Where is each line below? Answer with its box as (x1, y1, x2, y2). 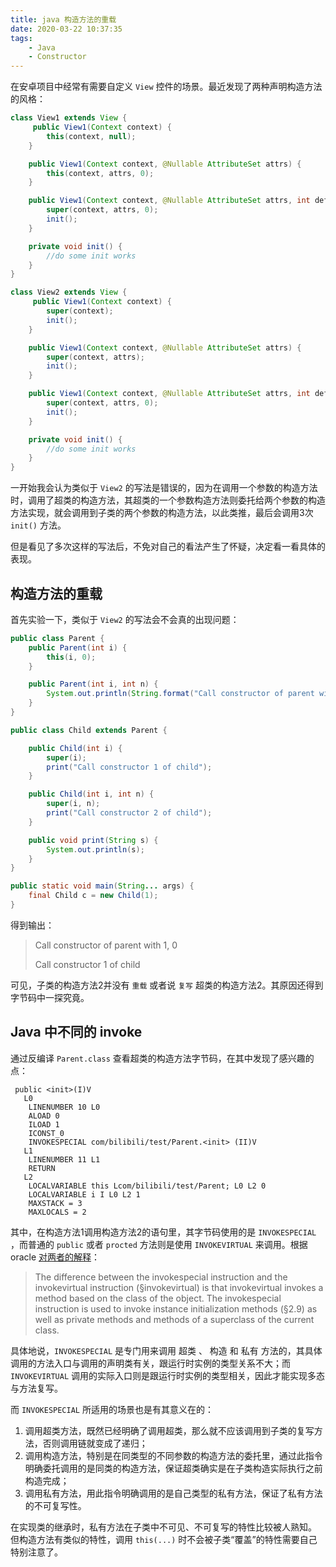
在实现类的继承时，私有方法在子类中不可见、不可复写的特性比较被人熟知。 (10, 1521, 317, 1533)
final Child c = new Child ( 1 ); (28, 891, 159, 901)
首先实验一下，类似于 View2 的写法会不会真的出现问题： (10, 613, 240, 625)
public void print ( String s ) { (28, 835, 159, 845)
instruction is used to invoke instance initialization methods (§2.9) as (34, 1302, 318, 1315)
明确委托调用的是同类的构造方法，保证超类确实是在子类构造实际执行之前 (24, 1462, 323, 1474)
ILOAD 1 (28, 1119, 60, 1130)
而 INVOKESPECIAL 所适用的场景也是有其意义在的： (10, 1403, 214, 1415)
